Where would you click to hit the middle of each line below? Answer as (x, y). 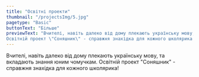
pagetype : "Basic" (29, 22)
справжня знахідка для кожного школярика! (63, 68)
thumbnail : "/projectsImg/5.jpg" (48, 17)
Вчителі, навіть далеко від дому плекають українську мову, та (86, 56)
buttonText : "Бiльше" (33, 28)
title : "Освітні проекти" (38, 11)
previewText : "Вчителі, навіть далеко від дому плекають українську (93, 34)
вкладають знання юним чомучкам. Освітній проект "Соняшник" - (91, 62)
